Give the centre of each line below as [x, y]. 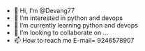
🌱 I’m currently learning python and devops [76, 25]
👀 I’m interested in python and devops [68, 18]
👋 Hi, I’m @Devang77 [44, 11]
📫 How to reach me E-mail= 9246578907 [74, 40]
